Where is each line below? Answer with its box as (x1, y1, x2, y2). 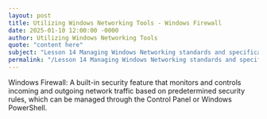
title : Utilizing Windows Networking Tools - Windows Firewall (8, 19, 222, 27)
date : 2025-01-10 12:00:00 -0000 (8, 26, 119, 34)
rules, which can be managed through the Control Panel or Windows (8, 94, 232, 104)
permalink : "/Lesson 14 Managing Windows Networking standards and (8, 56, 237, 64)
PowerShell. (8, 102, 48, 112)
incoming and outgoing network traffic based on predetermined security (8, 86, 245, 95)
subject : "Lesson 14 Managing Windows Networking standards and (8, 48, 226, 56)
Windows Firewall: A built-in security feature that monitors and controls (8, 77, 242, 87)
